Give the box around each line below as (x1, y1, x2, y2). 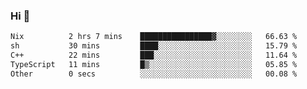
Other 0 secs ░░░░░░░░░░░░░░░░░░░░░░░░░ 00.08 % (10, 69, 298, 79)
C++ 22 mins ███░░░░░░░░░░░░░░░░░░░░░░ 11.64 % (10, 50, 298, 61)
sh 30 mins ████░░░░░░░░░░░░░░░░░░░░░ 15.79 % (10, 41, 298, 51)
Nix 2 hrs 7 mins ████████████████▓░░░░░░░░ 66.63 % (10, 32, 298, 42)
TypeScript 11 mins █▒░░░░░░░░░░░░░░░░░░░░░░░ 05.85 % (10, 59, 298, 69)
